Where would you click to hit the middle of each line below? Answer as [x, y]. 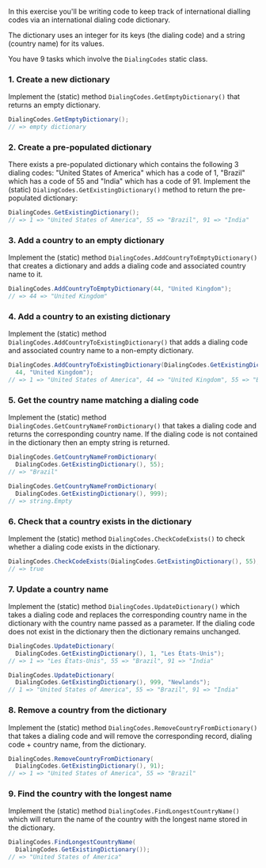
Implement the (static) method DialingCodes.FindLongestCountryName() [124, 811]
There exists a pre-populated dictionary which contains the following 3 [123, 165]
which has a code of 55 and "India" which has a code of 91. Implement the [129, 181]
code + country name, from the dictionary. [77, 744]
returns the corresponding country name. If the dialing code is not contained [133, 434]
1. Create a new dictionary [59, 79]
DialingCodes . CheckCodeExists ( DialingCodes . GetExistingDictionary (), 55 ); [134, 562]
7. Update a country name [59, 589]
